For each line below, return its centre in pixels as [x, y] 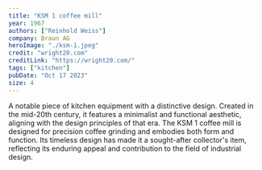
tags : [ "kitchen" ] [39, 68]
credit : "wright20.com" [48, 53]
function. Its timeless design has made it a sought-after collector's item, [128, 140]
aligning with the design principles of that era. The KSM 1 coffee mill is [125, 123]
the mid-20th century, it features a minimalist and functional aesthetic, [125, 114]
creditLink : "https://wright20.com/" [72, 61]
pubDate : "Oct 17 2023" [48, 75]
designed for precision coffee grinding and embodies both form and [121, 131]
